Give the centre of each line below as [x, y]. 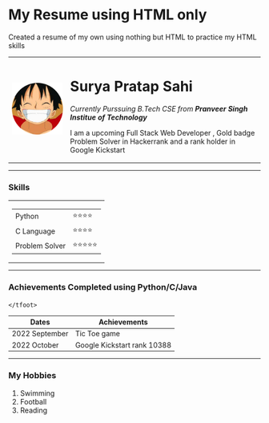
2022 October [35, 345]
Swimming [37, 393]
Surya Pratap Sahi [132, 86]
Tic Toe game [97, 334]
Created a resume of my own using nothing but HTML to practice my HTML [133, 37]
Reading [34, 410]
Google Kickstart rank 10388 [123, 345]
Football [33, 401]
